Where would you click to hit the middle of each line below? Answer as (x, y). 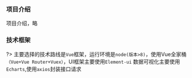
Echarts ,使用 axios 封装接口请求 (44, 69)
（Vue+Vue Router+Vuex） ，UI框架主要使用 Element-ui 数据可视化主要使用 (93, 61)
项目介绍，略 (22, 23)
